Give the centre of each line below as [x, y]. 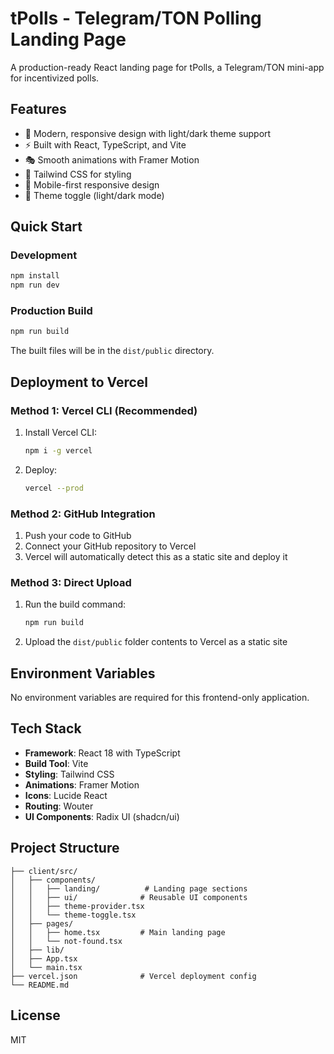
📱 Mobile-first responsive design [92, 184]
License [35, 1015]
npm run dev [35, 285]
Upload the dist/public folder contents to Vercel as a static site [156, 642]
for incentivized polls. [55, 78]
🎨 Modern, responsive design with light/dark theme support [148, 133]
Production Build [51, 311]
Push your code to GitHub [78, 536]
